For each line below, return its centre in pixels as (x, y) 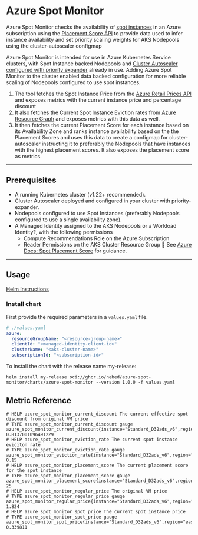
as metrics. (28, 156)
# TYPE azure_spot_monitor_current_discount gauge (70, 424)
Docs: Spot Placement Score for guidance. (75, 251)
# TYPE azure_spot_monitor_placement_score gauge (68, 476)
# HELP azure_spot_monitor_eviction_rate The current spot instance (92, 440)
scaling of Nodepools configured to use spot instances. (73, 82)
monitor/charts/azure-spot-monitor (50, 383)
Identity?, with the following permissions (64, 232)
